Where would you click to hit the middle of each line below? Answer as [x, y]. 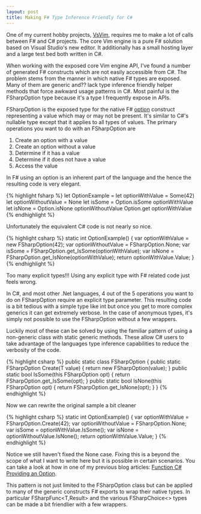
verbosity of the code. [34, 349]
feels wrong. [22, 281]
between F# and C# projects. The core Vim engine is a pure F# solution [94, 41]
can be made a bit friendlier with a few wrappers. [67, 504]
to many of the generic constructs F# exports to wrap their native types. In [98, 491]
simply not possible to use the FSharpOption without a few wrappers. [92, 319]
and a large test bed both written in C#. [55, 54]
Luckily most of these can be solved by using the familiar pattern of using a [99, 331]
